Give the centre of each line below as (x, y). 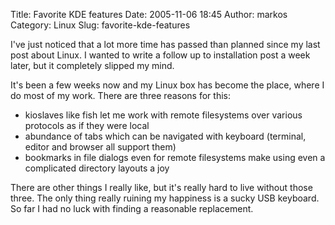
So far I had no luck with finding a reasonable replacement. (132, 208)
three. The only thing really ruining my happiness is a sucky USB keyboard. (165, 198)
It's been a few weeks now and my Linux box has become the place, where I (167, 85)
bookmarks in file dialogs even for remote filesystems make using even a (175, 157)
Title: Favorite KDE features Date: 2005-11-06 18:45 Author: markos (149, 14)
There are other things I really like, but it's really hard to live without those (161, 187)
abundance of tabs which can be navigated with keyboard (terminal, (165, 136)
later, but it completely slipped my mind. (92, 65)
